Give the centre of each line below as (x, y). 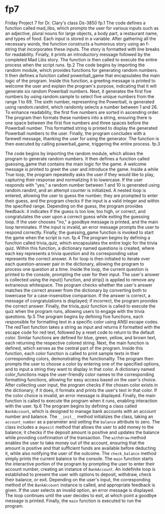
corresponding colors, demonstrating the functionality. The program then (79, 359)
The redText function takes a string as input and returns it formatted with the (83, 327)
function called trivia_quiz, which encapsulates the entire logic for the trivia (81, 243)
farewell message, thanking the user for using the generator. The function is (82, 138)
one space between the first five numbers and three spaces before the (77, 123)
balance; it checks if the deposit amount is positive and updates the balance (82, 432)
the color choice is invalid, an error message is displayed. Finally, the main (81, 395)
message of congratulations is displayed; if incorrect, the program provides (82, 301)
